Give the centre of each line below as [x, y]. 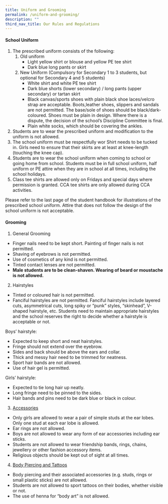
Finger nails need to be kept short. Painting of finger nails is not [78, 243]
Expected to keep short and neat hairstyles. [57, 341]
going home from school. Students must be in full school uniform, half [85, 164]
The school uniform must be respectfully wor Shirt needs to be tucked [85, 142]
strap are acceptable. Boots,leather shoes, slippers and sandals [93, 105]
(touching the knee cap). [38, 153]
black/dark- [149, 110]
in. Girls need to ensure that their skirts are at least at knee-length [80, 148]
